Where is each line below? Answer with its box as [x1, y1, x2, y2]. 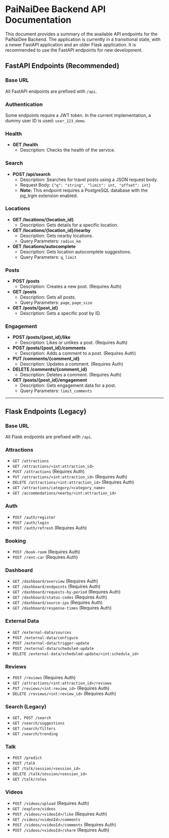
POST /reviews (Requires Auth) [12, 674, 76, 680]
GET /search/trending [12, 732, 58, 737]
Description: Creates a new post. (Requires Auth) [20, 283, 122, 289]
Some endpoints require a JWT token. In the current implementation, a [5, 112, 151, 118]
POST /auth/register [12, 515, 56, 520]
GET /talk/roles [12, 777, 47, 782]
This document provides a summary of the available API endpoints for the [5, 31, 158, 37]
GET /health [12, 142, 39, 148]
